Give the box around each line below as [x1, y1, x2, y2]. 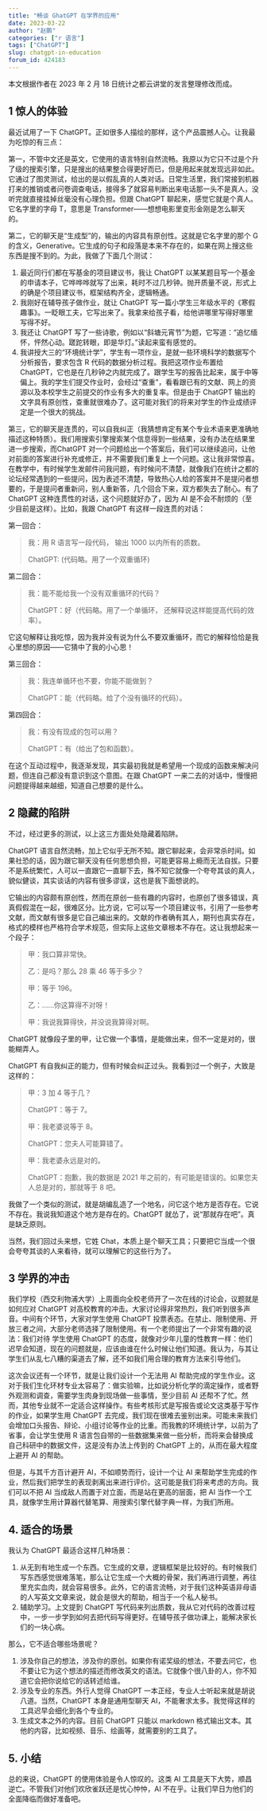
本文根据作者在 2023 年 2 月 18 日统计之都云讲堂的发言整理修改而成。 [8, 79, 237, 88]
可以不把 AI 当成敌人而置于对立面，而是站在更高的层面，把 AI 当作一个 [14, 1488, 246, 1497]
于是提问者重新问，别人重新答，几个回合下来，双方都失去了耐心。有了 [29, 484, 259, 493]
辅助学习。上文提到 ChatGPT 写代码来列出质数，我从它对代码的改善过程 [19, 1602, 256, 1612]
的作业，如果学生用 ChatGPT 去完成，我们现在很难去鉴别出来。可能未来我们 [8, 1411, 258, 1421]
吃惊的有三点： [14, 137, 64, 147]
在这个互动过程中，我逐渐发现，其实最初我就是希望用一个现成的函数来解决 [8, 760, 252, 770]
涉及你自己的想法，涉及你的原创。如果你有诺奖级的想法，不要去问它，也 [19, 1656, 257, 1666]
